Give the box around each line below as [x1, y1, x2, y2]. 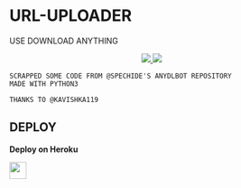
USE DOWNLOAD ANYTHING [9, 35, 119, 46]
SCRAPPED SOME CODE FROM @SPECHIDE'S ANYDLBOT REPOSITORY [9, 71, 232, 80]
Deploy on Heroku [9, 144, 79, 155]
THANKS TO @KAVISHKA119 [9, 95, 99, 104]
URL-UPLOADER [9, 5, 133, 26]
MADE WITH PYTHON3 [9, 79, 79, 89]
